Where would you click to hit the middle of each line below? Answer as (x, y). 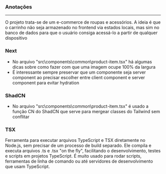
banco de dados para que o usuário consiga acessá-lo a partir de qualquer (82, 33)
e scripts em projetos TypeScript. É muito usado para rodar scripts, (73, 156)
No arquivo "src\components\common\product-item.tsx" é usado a (80, 106)
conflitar (21, 117)
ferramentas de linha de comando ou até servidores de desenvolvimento (79, 161)
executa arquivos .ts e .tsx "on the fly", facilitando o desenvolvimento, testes (83, 151)
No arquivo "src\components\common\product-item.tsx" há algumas (82, 62)
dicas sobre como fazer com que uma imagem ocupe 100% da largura (84, 67)
